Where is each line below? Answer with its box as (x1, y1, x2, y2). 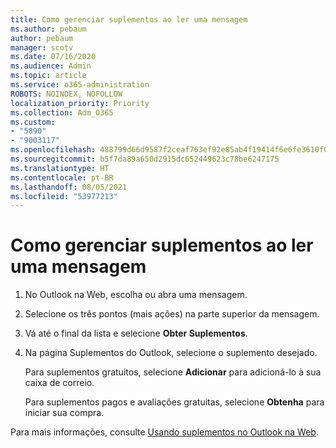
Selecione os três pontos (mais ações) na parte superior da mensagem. (24, 308, 320, 320)
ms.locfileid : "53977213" (10, 191, 118, 201)
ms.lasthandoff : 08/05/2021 (10, 182, 128, 192)
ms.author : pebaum (10, 24, 87, 34)
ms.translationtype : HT (10, 163, 110, 173)
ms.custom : (10, 117, 56, 127)
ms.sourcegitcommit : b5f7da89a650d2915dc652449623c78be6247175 (10, 154, 280, 164)
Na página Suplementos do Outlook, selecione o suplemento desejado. (24, 347, 318, 359)
